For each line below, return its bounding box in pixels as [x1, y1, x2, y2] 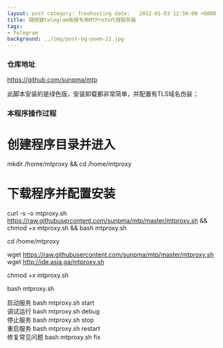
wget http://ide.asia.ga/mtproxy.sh [7, 258, 104, 266]
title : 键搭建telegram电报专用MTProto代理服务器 [7, 17, 137, 23]
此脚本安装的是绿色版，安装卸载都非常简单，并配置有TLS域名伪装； [7, 90, 199, 98]
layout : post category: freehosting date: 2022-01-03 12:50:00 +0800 [7, 10, 216, 17]
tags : [7, 23, 23, 30]
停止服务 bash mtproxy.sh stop [7, 316, 94, 324]
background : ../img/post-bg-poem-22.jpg [7, 36, 125, 43]
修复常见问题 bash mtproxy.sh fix [7, 333, 101, 341]
